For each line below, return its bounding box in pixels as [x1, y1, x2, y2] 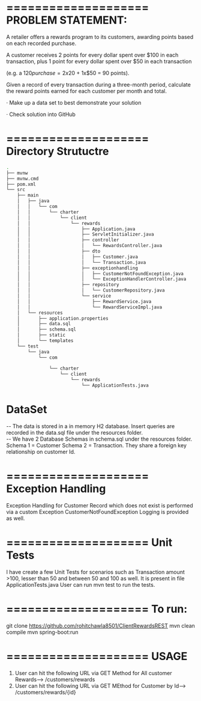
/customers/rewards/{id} [14, 688, 76, 696]
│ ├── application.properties [17, 315, 109, 322]
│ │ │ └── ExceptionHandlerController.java [17, 276, 187, 283]
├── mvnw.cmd [6, 176, 39, 182]
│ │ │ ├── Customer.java [17, 254, 138, 260]
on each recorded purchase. [6, 40, 77, 47]
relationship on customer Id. [6, 448, 76, 455]
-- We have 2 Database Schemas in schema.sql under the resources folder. [6, 435, 193, 442]
